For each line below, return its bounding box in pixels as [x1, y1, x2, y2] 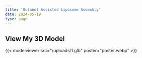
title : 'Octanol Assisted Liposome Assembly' [5, 7, 101, 12]
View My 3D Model [5, 34, 65, 43]
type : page [5, 16, 28, 21]
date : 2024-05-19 [5, 12, 41, 17]
